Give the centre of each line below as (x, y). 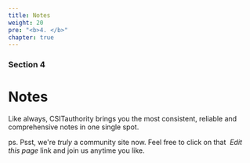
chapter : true (31, 37)
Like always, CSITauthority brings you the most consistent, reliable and (123, 119)
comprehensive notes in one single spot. (74, 127)
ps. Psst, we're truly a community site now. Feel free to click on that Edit (125, 143)
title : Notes (29, 15)
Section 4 (27, 65)
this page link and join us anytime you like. (76, 150)
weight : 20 (26, 23)
